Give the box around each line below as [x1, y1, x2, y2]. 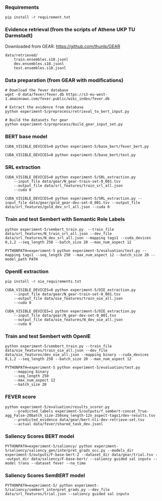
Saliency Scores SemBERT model [5, 472, 85, 479]
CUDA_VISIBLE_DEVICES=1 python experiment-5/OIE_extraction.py [5, 309, 136, 314]
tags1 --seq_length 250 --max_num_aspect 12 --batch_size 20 [22, 252, 149, 257]
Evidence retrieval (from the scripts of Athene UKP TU [5, 26, 135, 33]
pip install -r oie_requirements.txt [5, 279, 82, 284]
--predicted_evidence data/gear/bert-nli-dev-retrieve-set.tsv [14, 417, 145, 422]
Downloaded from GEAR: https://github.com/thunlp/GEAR [5, 43, 121, 49]
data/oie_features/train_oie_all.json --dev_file [5, 348, 108, 353]
